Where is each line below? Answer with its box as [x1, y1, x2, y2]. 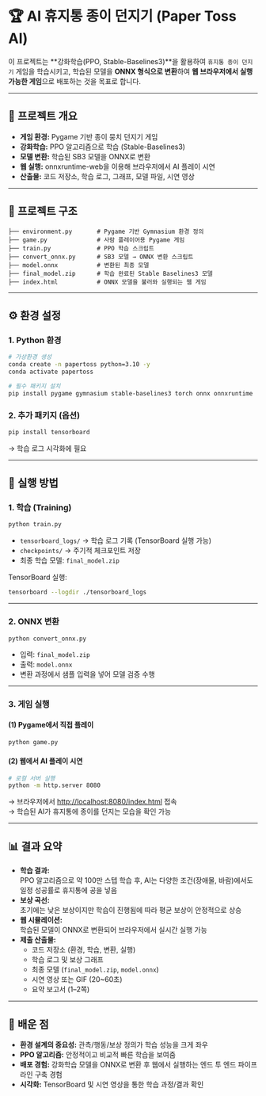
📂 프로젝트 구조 [8, 204, 78, 218]
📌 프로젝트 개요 [8, 109, 78, 123]
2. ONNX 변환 [8, 616, 59, 627]
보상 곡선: [19, 896, 50, 905]
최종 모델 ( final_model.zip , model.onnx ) [31, 964, 160, 975]
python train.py [8, 521, 62, 529]
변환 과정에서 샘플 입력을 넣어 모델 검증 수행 [19, 670, 156, 679]
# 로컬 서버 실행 [8, 774, 55, 782]
